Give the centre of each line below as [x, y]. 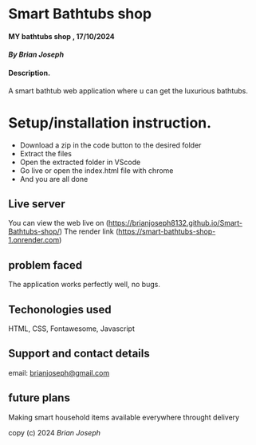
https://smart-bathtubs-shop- [167, 231]
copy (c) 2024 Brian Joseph [55, 432]
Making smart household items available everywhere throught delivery [124, 417]
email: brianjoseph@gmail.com [59, 372]
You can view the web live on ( [59, 223]
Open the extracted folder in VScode [80, 162]
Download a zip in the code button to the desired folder [110, 145]
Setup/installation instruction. [110, 122]
